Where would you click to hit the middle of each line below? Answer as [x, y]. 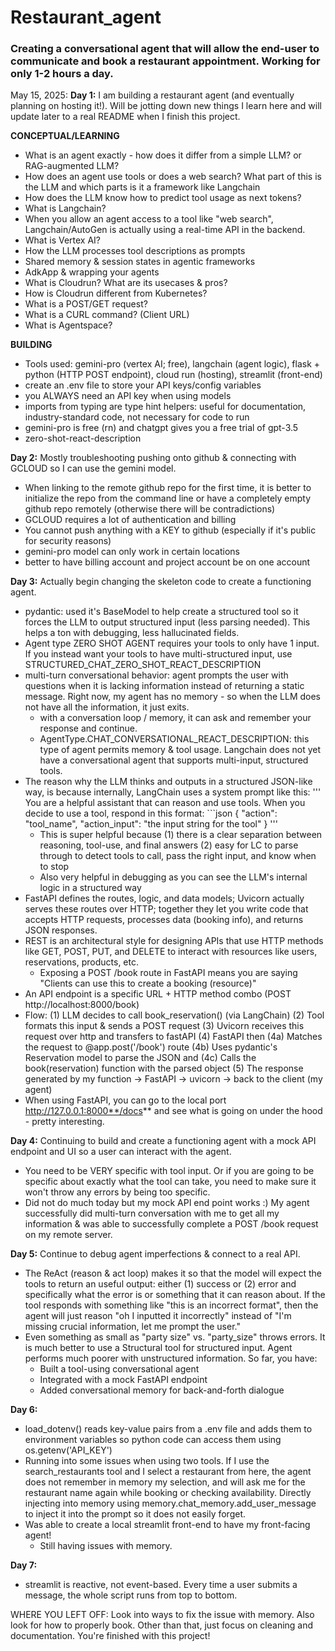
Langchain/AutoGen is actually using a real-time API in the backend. [165, 230]
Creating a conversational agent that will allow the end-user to [165, 49]
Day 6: [24, 1410]
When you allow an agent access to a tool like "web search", [149, 219]
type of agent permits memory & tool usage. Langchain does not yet [180, 750]
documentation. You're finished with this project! [110, 1636]
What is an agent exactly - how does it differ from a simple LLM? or [163, 155]
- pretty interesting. [64, 1122]
